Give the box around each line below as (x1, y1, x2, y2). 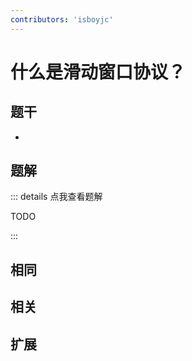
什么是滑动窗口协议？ (10, 61, 187, 83)
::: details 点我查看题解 (10, 191, 103, 203)
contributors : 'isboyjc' (10, 14, 114, 25)
